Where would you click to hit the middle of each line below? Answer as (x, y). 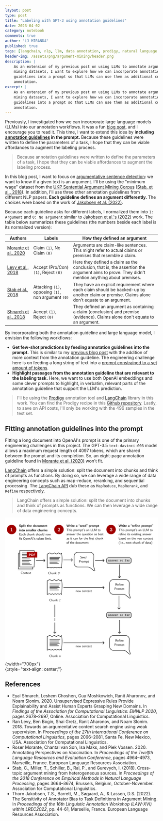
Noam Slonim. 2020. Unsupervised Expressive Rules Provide (73, 701)
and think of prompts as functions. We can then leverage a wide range (87, 506)
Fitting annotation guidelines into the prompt (74, 428)
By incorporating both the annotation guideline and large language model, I (80, 333)
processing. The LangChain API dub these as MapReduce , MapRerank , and (76, 486)
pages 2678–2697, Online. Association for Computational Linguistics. (81, 716)
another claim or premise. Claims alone (112, 295)
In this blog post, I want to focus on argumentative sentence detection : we (79, 177)
